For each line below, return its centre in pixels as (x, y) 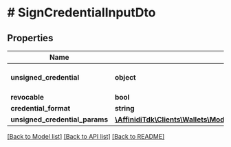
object (125, 77)
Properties (30, 38)
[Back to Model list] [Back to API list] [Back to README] (86, 136)
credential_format (41, 108)
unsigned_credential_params (59, 120)
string (125, 108)
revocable (27, 97)
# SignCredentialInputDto (81, 13)
